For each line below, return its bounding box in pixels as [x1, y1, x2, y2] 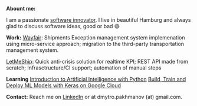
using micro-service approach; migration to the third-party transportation [6, 41, 185, 47]
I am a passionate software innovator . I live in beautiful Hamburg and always [6, 16, 191, 23]
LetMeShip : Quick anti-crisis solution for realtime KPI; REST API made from [6, 58, 189, 65]
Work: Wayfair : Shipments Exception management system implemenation [6, 34, 185, 41]
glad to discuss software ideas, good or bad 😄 [6, 23, 120, 29]
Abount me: [6, 5, 36, 12]
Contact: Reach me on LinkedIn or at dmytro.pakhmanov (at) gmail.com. [6, 94, 183, 100]
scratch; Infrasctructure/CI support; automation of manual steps [6, 64, 162, 71]
